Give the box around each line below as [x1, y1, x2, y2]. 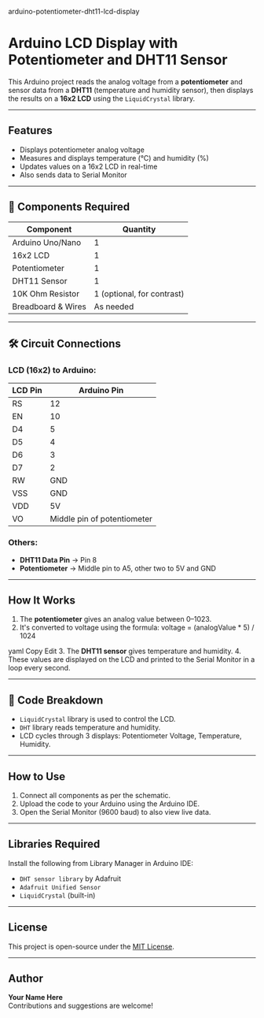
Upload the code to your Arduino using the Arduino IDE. [19, 799, 200, 808]
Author [8, 972, 43, 985]
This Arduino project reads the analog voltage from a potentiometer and [8, 76, 244, 86]
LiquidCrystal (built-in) [19, 890, 96, 900]
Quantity [122, 224, 156, 235]
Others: [8, 537, 38, 548]
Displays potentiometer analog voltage [19, 145, 145, 154]
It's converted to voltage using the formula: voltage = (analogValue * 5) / [19, 622, 255, 633]
